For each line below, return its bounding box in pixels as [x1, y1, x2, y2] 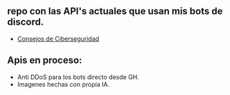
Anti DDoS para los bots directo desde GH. [17, 72, 140, 81]
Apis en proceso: [7, 54, 82, 66]
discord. [7, 17, 44, 28]
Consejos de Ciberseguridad [17, 34, 99, 43]
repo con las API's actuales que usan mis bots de [7, 6, 223, 17]
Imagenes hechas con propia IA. [17, 80, 109, 88]
